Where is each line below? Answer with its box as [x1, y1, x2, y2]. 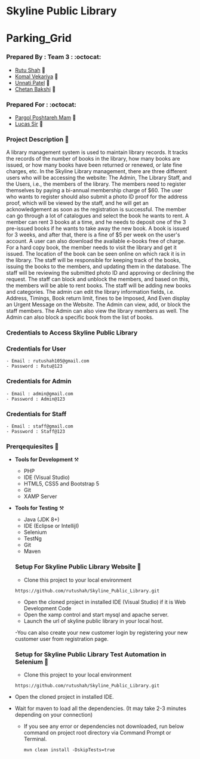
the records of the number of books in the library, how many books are [6, 155, 180, 162]
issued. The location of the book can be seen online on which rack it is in [6, 250, 186, 257]
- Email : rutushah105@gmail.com [6, 358, 90, 364]
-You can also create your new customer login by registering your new [14, 629, 188, 636]
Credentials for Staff [6, 410, 67, 418]
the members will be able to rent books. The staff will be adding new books [6, 282, 191, 289]
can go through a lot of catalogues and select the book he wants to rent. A [6, 212, 189, 219]
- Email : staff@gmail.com [6, 423, 73, 429]
